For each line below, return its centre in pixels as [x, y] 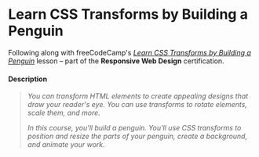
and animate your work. [66, 145]
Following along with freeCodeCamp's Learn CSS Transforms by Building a [129, 52]
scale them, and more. [64, 113]
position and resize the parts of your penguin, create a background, [137, 136]
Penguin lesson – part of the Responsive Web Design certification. [117, 61]
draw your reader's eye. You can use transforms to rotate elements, [137, 105]
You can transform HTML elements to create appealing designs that [138, 96]
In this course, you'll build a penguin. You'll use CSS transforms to [134, 128]
